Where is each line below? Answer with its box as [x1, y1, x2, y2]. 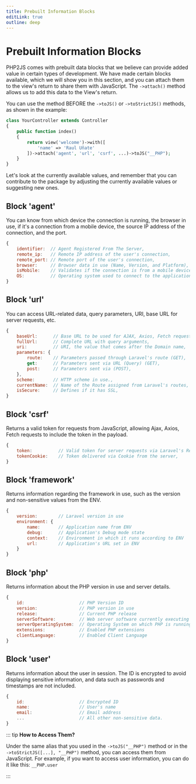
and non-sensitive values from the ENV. [6, 497, 101, 504]
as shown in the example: [6, 106, 67, 114]
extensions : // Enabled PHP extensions [16, 627, 145, 633]
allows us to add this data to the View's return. [6, 89, 118, 96]
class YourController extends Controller [6, 118, 108, 123]
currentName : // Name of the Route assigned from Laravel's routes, [16, 382, 190, 388]
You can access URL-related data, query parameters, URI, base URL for [6, 310, 178, 317]
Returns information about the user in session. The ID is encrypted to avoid [6, 669, 187, 676]
